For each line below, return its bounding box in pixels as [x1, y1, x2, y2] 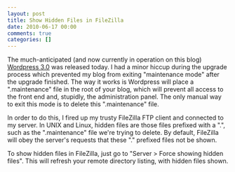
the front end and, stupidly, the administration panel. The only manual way [7, 92, 222, 101]
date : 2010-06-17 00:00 [7, 23, 77, 30]
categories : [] [7, 36, 52, 43]
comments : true [7, 29, 52, 37]
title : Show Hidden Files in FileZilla [7, 17, 124, 24]
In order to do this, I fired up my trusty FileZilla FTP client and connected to [7, 113, 224, 122]
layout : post [7, 10, 46, 17]
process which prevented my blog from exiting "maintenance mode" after [7, 71, 220, 79]
